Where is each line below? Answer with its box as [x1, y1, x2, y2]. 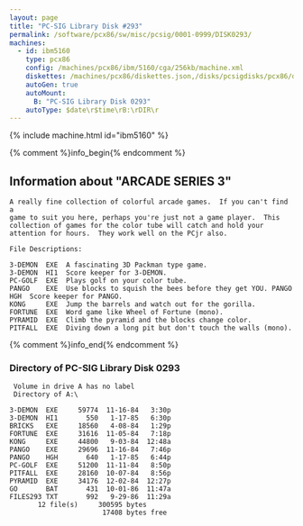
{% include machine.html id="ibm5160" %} [9, 130, 170, 141]
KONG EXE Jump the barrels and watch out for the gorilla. [9, 300, 256, 309]
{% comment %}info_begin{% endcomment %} [9, 148, 187, 159]
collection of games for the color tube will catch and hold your [9, 222, 264, 231]
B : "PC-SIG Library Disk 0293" [32, 96, 151, 106]
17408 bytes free [102, 508, 168, 518]
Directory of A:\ [13, 390, 78, 399]
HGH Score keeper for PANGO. [9, 292, 124, 302]
